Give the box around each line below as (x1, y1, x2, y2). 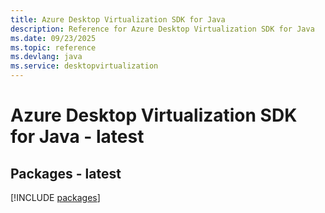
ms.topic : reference (10, 42, 97, 53)
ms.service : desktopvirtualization (10, 61, 159, 71)
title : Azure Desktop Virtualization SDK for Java (10, 14, 226, 25)
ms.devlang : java (10, 52, 83, 62)
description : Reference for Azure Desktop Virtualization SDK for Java (10, 24, 315, 34)
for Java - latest (10, 126, 145, 148)
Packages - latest (10, 165, 122, 182)
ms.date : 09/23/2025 (10, 33, 97, 43)
